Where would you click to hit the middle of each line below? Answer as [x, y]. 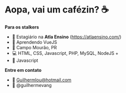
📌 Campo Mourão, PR [34, 47]
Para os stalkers [22, 27]
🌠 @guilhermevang [32, 85]
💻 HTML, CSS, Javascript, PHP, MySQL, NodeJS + [65, 53]
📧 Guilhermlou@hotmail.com [42, 80]
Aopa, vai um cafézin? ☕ [57, 10]
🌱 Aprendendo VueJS [35, 42]
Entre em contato [23, 70]
